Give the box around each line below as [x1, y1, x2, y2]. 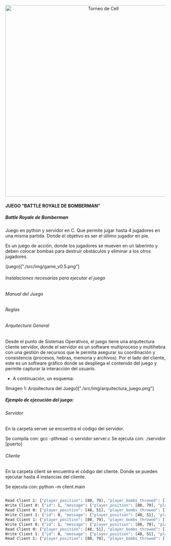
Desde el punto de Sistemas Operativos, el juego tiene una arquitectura [5, 338, 155, 344]
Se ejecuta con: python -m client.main [5, 484, 85, 490]
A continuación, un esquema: [12, 375, 74, 382]
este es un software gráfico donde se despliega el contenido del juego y [5, 360, 157, 366]
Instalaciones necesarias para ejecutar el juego [5, 275, 105, 281]
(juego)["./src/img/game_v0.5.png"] [5, 263, 80, 269]
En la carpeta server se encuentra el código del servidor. [5, 425, 125, 432]
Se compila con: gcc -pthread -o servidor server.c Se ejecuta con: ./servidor [5, 436, 166, 442]
